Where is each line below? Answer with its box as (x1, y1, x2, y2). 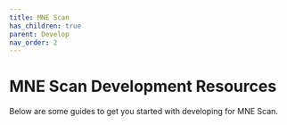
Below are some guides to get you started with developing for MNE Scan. (9, 106, 279, 117)
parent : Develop (9, 29, 70, 38)
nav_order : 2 (9, 37, 58, 47)
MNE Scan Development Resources (9, 77, 277, 96)
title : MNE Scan (9, 12, 70, 22)
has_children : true (9, 21, 82, 30)
